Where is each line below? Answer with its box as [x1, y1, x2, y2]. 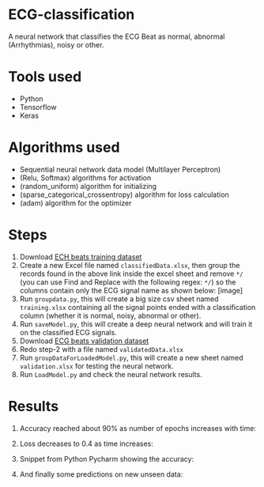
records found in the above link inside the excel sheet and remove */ [19, 269, 243, 278]
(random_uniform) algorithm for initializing [19, 181, 157, 191]
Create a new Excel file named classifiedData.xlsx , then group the [19, 260, 240, 270]
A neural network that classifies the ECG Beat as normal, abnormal [8, 32, 225, 41]
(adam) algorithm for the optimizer [19, 198, 132, 207]
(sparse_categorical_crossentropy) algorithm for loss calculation [19, 190, 229, 199]
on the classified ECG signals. [19, 327, 117, 337]
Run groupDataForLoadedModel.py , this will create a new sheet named [19, 353, 243, 362]
